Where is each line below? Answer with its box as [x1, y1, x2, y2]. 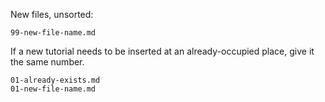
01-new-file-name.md [10, 84, 97, 94]
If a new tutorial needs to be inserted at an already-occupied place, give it [10, 45, 315, 57]
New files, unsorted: [10, 9, 94, 20]
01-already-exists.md [10, 75, 101, 85]
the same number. [10, 56, 85, 68]
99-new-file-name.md [10, 28, 97, 38]
